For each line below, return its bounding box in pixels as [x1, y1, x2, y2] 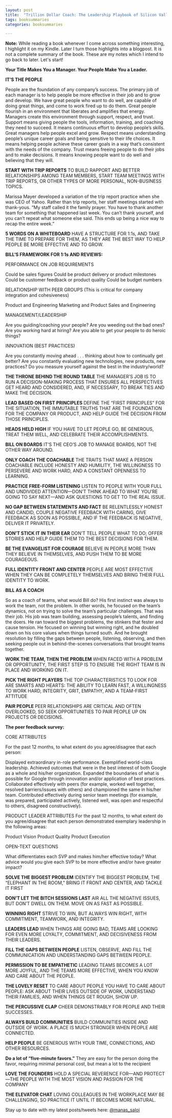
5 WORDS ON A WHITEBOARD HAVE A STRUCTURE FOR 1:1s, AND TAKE [5, 231, 160, 237]
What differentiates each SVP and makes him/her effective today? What [5, 853, 157, 860]
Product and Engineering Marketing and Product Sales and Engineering [5, 302, 156, 308]
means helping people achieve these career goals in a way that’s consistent [5, 141, 165, 147]
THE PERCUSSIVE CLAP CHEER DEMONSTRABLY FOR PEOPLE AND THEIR [5, 1004, 165, 1010]
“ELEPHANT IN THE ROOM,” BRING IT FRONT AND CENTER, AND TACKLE [5, 880, 163, 886]
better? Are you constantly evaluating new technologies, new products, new [5, 358, 166, 364]
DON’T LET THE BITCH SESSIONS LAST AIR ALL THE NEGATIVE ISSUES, [5, 895, 160, 901]
